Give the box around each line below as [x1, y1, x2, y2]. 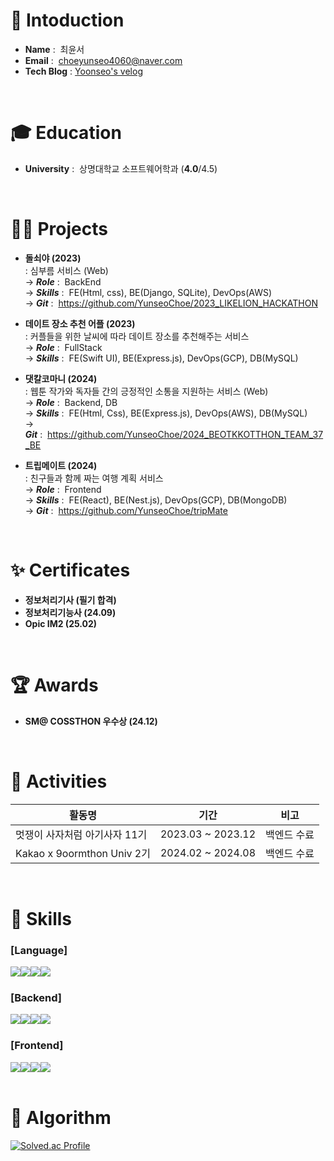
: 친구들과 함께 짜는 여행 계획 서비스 [24, 472, 164, 484]
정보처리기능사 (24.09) [24, 606, 117, 618]
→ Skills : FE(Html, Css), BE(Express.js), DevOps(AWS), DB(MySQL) [24, 407, 308, 419]
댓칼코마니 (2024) [24, 372, 98, 384]
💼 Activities [10, 770, 108, 793]
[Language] [10, 943, 68, 957]
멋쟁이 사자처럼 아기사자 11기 [15, 827, 148, 841]
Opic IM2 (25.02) [24, 617, 98, 629]
